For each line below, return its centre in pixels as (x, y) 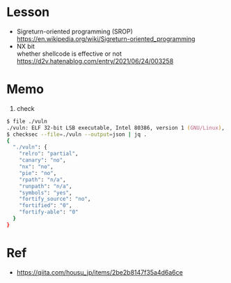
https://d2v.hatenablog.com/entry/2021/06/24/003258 (95, 61)
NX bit (26, 46)
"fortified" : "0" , (46, 206)
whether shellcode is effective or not (69, 54)
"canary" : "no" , (43, 160)
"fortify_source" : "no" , (55, 199)
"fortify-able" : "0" (49, 212)
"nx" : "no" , (36, 167)
